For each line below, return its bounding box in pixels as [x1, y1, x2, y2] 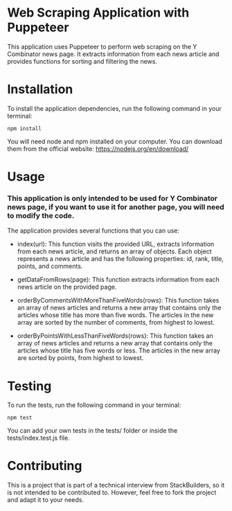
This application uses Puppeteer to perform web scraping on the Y [7, 42, 197, 51]
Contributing [7, 458, 82, 474]
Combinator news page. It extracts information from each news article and [7, 50, 220, 58]
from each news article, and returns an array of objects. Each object [17, 247, 213, 256]
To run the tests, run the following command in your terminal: [7, 401, 181, 409]
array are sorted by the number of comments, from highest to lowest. [17, 319, 215, 327]
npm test [7, 414, 33, 422]
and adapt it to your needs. [7, 496, 84, 504]
